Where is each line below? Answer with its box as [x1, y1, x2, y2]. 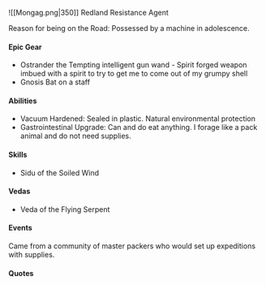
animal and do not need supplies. [19, 131, 131, 141]
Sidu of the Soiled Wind [19, 167, 100, 178]
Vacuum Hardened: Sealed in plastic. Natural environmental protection [19, 114, 256, 123]
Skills [8, 150, 28, 159]
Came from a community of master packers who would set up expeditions [8, 241, 256, 251]
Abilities [8, 96, 37, 106]
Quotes [8, 268, 34, 278]
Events [8, 223, 32, 233]
